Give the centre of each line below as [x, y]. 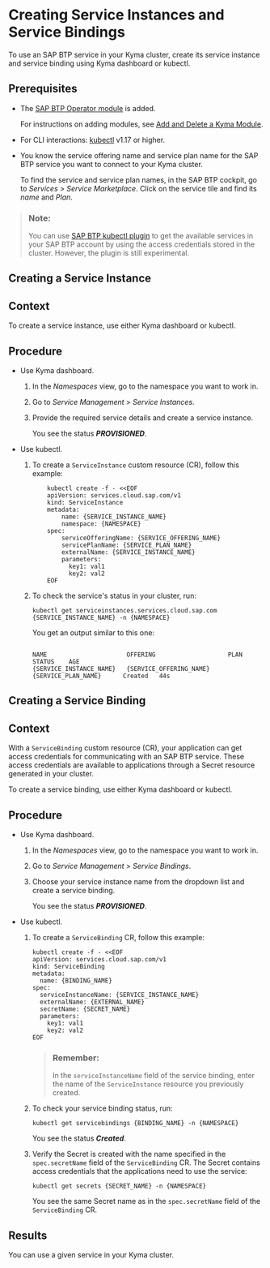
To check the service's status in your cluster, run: [114, 596]
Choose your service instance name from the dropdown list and [138, 882]
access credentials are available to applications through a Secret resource [132, 765]
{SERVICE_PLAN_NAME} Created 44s [101, 676]
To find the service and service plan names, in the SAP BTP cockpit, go [138, 179]
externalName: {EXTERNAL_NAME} [92, 1002]
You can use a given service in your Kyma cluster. [91, 1255]
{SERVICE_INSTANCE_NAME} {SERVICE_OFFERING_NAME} [121, 669]
